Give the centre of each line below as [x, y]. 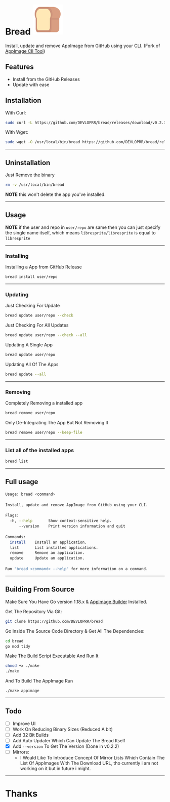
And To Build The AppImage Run [39, 681]
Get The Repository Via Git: [34, 611]
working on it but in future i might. [55, 769]
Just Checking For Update [33, 306]
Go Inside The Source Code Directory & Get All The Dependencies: [75, 631]
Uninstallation [28, 163]
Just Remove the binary [30, 175]
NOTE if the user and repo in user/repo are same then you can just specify [83, 227]
